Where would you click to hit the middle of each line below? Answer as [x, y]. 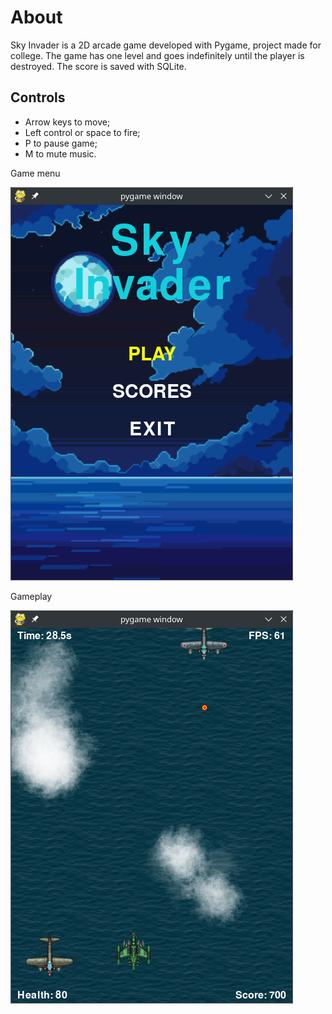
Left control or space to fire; [82, 132]
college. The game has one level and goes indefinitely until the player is [157, 55]
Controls [38, 97]
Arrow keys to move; [67, 122]
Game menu [35, 173]
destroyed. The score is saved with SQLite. [98, 66]
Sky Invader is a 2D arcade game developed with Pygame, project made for [166, 45]
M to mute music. [60, 153]
